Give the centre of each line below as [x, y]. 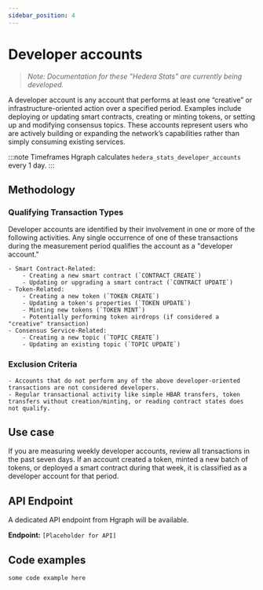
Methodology [42, 190]
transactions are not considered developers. [84, 387]
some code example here [47, 578]
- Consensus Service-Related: [58, 331]
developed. [46, 84]
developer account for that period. [64, 476]
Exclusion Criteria [43, 364]
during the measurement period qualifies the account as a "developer [121, 246]
